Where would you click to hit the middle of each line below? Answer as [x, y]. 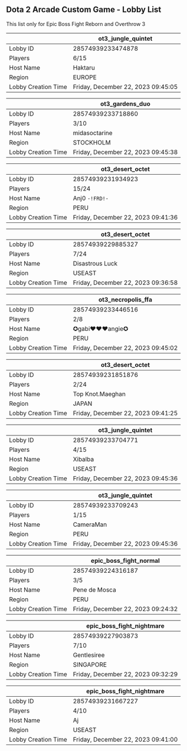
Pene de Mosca [94, 589]
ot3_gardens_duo [125, 104]
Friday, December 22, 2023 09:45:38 [125, 152]
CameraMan [90, 524]
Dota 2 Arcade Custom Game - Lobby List [84, 10]
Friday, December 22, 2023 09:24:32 [125, 609]
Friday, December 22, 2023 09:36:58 [125, 283]
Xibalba [83, 459]
